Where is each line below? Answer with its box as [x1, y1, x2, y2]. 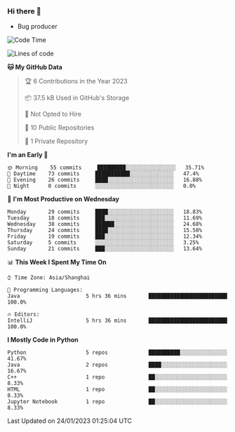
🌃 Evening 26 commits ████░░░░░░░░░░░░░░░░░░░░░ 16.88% [7, 177, 202, 184]
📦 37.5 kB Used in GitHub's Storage [24, 94, 130, 102]
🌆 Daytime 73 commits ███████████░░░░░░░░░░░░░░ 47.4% [7, 170, 199, 177]
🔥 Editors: [7, 311, 40, 318]
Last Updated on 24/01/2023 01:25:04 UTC [7, 417, 132, 425]
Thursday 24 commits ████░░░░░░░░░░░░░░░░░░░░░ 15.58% [7, 227, 202, 234]
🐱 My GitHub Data [7, 63, 63, 72]
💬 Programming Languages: [7, 287, 83, 294]
